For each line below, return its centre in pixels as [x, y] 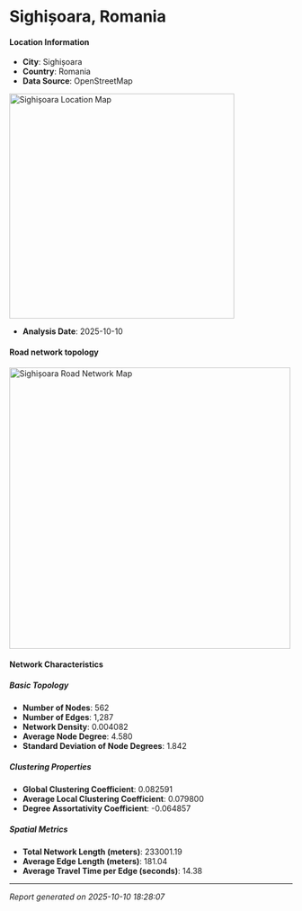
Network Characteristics [56, 664]
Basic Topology [39, 685]
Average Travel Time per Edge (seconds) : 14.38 [112, 871]
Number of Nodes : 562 [66, 708]
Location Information [49, 41]
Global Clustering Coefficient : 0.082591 [98, 789]
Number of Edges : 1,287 [68, 717]
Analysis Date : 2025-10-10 [72, 331]
